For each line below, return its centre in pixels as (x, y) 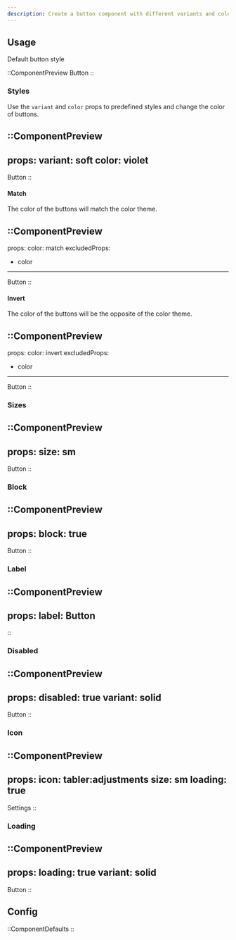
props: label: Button (52, 616)
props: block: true (47, 534)
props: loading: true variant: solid (82, 873)
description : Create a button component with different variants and (111, 14)
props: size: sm (41, 452)
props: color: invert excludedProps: (58, 352)
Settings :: (22, 808)
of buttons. (23, 114)
